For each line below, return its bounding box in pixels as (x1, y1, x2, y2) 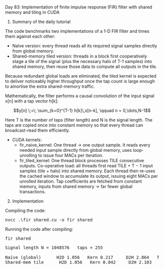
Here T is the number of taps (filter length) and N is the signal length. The (5, 117, 153, 123)
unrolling (19, 152, 38, 158)
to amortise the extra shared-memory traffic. (5, 83, 95, 89)
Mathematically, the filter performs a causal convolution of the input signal (5, 93, 155, 99)
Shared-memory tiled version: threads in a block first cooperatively (12, 53, 147, 59)
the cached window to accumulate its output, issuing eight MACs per (19, 173, 158, 179)
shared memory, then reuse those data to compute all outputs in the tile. (12, 63, 158, 69)
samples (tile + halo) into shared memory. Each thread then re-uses (19, 168, 155, 174)
